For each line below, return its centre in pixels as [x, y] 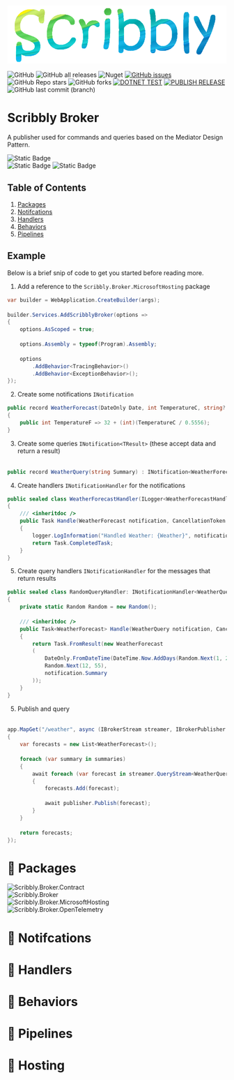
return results [37, 579]
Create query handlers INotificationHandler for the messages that [114, 571]
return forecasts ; [46, 833]
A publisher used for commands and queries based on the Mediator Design [115, 138]
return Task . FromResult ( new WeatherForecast [98, 644]
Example [26, 256]
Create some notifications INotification [76, 394]
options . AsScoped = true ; [57, 330]
